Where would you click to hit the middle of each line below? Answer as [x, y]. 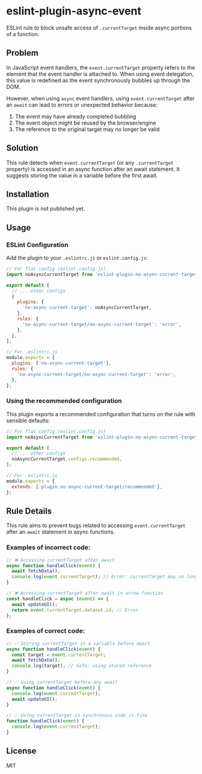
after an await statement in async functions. [61, 532]
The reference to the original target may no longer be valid [87, 129]
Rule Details [29, 511]
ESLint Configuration [37, 245]
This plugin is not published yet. [46, 209]
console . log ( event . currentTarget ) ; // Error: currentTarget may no [98, 577]
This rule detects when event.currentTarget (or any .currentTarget [90, 162]
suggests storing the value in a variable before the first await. [82, 175]
